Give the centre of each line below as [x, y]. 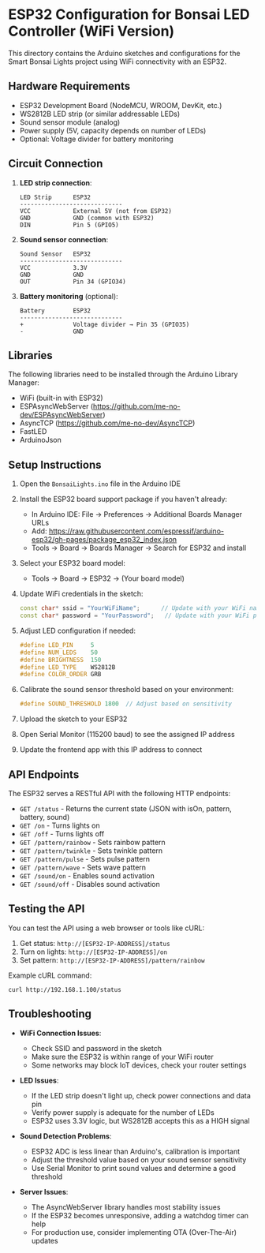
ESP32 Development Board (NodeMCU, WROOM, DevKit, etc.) [121, 105]
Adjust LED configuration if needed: [78, 630]
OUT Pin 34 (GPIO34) [73, 282]
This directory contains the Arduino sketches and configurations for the [124, 53]
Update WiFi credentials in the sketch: [81, 594]
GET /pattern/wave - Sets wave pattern [83, 867]
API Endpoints [44, 774]
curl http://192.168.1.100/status [65, 989]
